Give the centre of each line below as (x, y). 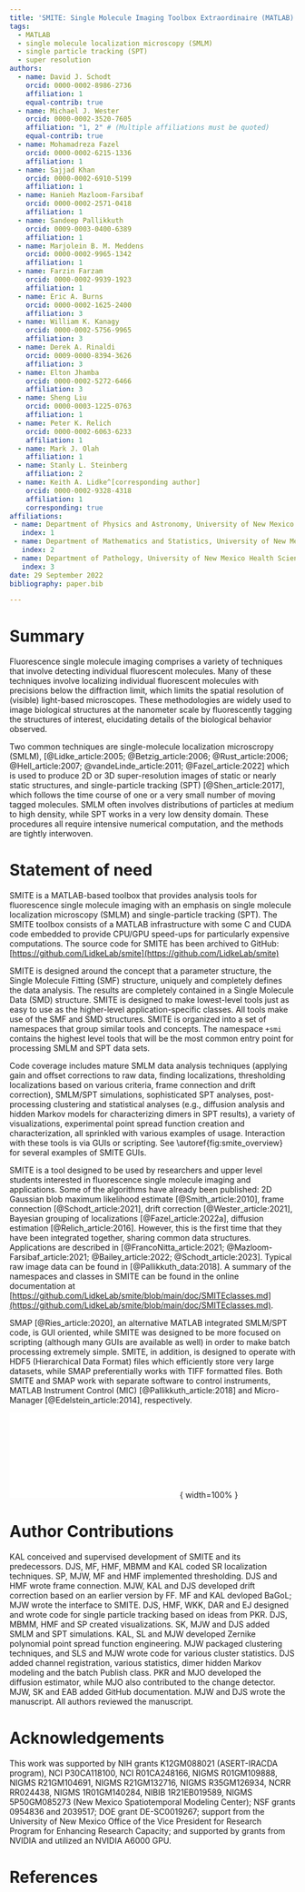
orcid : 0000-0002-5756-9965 (79, 331)
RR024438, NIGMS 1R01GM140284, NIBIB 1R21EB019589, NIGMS (131, 1792)
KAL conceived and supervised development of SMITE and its (125, 1557)
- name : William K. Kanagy (69, 322)
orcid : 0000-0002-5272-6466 (79, 381)
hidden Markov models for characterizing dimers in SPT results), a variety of (152, 1114)
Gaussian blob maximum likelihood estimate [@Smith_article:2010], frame (147, 1199)
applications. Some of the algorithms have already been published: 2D (141, 1190)
